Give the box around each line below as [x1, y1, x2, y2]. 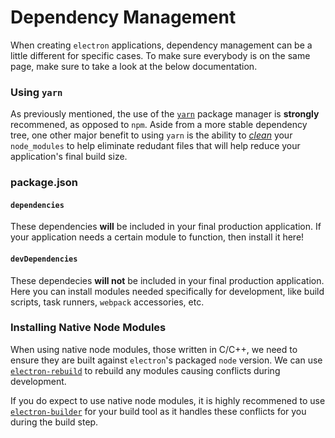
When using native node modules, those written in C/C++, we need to [10, 343, 298, 355]
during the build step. [10, 416, 99, 428]
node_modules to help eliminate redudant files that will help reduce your [10, 140, 301, 152]
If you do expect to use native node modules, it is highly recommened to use [10, 394, 326, 406]
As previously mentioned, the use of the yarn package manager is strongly [10, 108, 320, 120]
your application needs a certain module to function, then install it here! [10, 231, 305, 243]
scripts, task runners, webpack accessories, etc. [10, 296, 205, 308]
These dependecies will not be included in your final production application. [10, 274, 325, 286]
